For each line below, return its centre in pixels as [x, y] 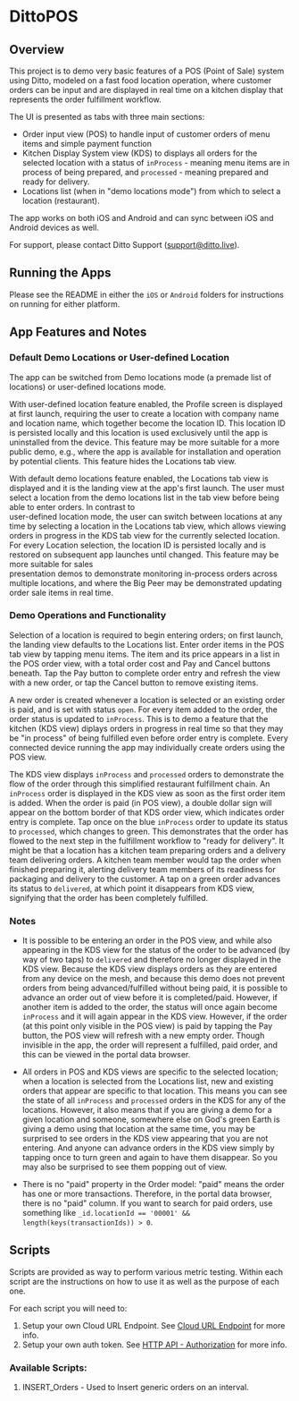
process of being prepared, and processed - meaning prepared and [145, 172]
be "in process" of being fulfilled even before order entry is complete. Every [149, 738]
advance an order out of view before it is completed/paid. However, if [150, 998]
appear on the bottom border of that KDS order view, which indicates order [147, 812]
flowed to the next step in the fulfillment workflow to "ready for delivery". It [147, 841]
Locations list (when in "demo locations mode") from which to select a [151, 191]
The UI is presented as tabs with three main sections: [107, 117]
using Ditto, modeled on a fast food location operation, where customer [141, 81]
